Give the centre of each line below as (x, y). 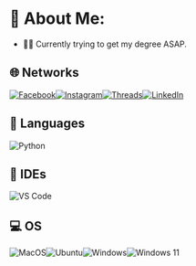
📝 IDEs (28, 174)
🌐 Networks (44, 73)
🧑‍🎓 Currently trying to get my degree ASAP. (104, 44)
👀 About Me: (57, 19)
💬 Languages (47, 124)
